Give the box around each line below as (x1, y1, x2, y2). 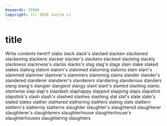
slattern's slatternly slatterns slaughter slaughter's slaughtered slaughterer (5, 104, 161, 110)
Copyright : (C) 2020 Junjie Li (5, 12, 72, 17)
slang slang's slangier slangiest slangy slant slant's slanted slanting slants (5, 83, 160, 89)
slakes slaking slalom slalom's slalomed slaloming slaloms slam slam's (5, 67, 152, 73)
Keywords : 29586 (5, 7, 40, 13)
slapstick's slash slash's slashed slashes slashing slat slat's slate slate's (5, 94, 156, 100)
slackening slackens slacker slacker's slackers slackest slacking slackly (5, 56, 155, 62)
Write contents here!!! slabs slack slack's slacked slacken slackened (5, 51, 148, 57)
